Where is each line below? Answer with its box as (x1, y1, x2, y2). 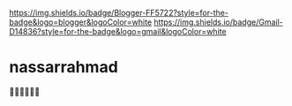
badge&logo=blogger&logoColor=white (9, 17, 153, 27)
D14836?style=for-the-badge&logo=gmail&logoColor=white (9, 26, 227, 36)
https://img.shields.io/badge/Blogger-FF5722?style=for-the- (9, 8, 229, 18)
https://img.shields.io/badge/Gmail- (153, 17, 284, 27)
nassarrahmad (9, 57, 119, 78)
